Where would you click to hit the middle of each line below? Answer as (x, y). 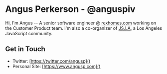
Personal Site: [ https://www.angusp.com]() (56, 66)
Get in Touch (25, 49)
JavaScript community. (29, 33)
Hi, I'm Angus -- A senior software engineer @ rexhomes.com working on (81, 23)
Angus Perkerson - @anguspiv (70, 9)
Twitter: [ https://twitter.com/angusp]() (51, 61)
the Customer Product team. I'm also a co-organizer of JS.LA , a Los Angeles (84, 28)
